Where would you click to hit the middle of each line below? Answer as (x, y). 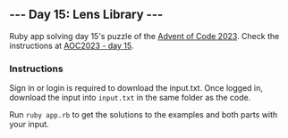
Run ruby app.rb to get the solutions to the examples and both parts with (144, 115)
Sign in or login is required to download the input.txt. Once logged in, (136, 88)
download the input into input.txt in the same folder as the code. (130, 98)
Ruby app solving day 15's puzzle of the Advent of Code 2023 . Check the (144, 36)
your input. (29, 125)
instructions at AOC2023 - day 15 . (72, 45)
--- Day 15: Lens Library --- (86, 15)
